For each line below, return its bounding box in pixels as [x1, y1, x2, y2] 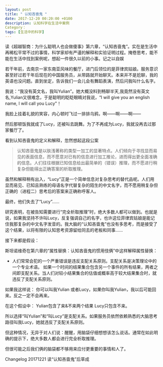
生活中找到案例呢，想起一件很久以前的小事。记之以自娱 [13, 56, 124, 61]
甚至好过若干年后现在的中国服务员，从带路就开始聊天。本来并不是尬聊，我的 [5, 72, 158, 78]
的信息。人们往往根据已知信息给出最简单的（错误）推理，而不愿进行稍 [16, 160, 158, 165]
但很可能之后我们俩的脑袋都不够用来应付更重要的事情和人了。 [5, 346, 129, 351]
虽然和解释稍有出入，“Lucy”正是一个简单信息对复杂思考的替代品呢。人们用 [5, 176, 155, 182]
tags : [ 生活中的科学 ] [5, 30, 45, 34]
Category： [5, 25, 27, 30]
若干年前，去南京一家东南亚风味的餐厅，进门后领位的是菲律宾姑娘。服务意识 [5, 66, 158, 72]
